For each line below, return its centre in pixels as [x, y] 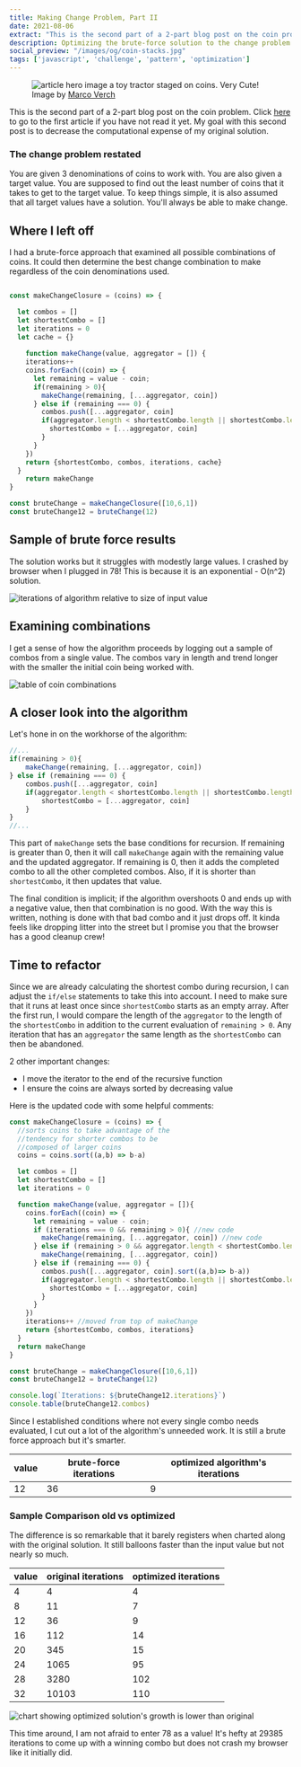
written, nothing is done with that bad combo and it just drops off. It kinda [145, 918]
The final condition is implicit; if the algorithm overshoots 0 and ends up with [150, 898]
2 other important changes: [60, 1061]
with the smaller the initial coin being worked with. [102, 667]
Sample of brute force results [93, 540]
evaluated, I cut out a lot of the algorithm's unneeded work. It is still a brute [148, 1431]
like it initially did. [41, 1753]
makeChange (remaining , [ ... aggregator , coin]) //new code [152, 1238]
